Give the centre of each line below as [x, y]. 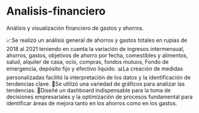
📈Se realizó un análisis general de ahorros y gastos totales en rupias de [97, 40]
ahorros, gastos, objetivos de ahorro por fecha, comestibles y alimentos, [97, 55]
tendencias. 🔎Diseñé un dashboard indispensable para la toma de [89, 90]
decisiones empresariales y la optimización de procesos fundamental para [100, 97]
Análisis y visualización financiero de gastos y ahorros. [75, 28]
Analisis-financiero [56, 11]
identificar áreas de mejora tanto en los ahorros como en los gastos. [92, 103]
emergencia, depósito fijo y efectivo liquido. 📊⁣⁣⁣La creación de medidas [95, 69]
